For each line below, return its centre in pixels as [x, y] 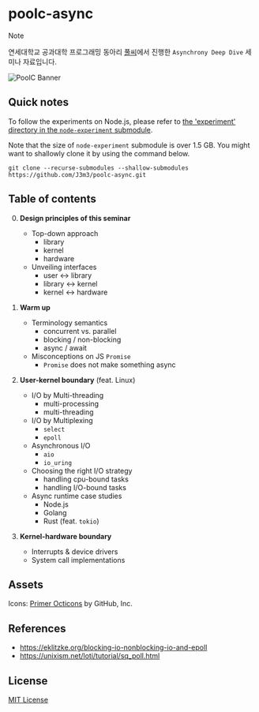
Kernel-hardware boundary [66, 536]
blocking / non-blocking [82, 339]
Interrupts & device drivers [75, 551]
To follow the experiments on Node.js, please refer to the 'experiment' [122, 121]
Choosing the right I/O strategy [82, 470]
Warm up [35, 307]
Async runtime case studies [77, 496]
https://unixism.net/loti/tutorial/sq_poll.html [90, 656]
